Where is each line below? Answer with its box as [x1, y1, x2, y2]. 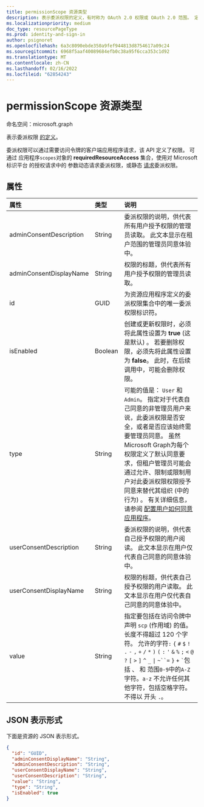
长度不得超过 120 [124, 631, 174, 638]
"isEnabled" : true [12, 789, 59, 796]
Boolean [95, 347, 118, 355]
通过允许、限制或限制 [124, 468, 185, 477]
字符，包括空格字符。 [130, 683, 191, 691]
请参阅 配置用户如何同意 [124, 505, 193, 513]
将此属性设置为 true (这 [124, 329, 191, 337]
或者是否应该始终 [136, 422, 185, 431]
